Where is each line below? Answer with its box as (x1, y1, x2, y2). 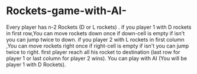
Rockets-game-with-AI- (6, 4, 127, 18)
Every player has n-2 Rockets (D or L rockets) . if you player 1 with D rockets (6, 23, 192, 31)
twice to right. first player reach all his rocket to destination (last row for (6, 48, 180, 55)
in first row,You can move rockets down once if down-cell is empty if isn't (6, 29, 185, 36)
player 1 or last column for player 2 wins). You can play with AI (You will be (6, 55, 188, 62)
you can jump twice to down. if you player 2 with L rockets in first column (6, 36, 185, 43)
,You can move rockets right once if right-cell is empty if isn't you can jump (6, 42, 189, 49)
